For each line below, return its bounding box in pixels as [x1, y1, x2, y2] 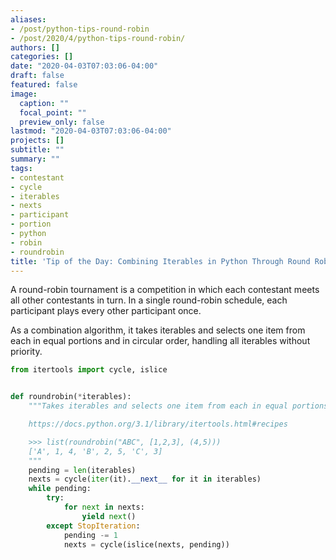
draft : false [10, 71, 65, 81]
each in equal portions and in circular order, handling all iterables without [10, 335, 311, 347]
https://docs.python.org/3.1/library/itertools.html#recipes [28, 419, 288, 429]
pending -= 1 [63, 530, 118, 540]
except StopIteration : [46, 521, 141, 531]
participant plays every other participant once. [10, 305, 202, 317]
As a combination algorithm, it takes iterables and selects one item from [10, 324, 306, 336]
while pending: [28, 484, 92, 494]
